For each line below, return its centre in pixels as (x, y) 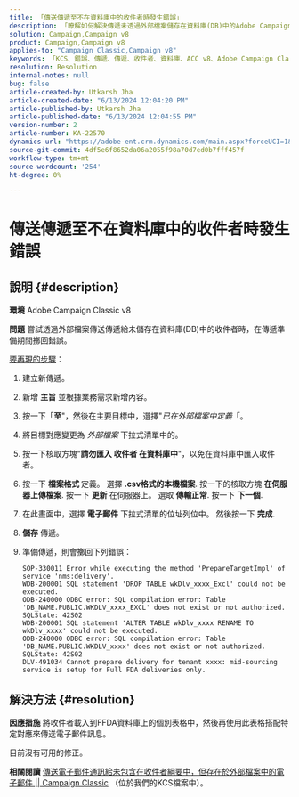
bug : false (29, 84)
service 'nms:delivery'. (68, 577)
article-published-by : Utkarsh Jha (75, 109)
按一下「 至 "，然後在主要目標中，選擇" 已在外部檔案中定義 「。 (135, 416)
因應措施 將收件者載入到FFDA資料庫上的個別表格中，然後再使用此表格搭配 (145, 723)
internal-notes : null (49, 76)
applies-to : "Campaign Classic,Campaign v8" (93, 51)
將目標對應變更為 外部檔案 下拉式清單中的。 (102, 435)
